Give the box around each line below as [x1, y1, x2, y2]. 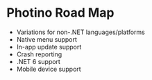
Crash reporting [16, 50, 62, 58]
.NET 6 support [16, 57, 60, 65]
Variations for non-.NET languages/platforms [16, 28, 145, 36]
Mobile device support [16, 65, 81, 73]
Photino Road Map [6, 5, 115, 21]
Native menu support [16, 35, 78, 43]
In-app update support [16, 42, 82, 51]
